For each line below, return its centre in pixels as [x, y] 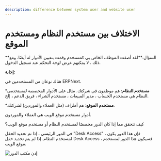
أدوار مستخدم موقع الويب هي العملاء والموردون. [48, 114]
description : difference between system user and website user [70, 9]
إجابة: [10, 72]
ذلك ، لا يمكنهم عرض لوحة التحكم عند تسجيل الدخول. [53, 62]
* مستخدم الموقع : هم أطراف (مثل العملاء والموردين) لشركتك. [60, 105]
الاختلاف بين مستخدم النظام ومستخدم [72, 33]
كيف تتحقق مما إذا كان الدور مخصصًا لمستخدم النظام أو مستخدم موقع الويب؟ [74, 124]
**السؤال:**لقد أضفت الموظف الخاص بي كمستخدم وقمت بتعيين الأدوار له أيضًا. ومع [81, 57]
